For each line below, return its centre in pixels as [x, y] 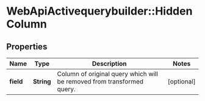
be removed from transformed [100, 82]
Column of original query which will [108, 74]
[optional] [182, 82]
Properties [27, 47]
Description [109, 64]
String [42, 82]
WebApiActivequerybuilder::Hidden [99, 11]
